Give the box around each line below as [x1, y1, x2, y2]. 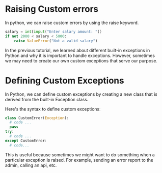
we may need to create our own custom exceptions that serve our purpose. [5, 58, 158, 63]
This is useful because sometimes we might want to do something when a [5, 151, 155, 158]
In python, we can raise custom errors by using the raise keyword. [5, 20, 139, 26]
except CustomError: [5, 138, 48, 143]
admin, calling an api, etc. [5, 162, 57, 168]
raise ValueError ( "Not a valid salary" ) [14, 38, 98, 43]
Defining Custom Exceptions [5, 75, 124, 86]
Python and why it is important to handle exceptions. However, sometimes [5, 53, 155, 58]
